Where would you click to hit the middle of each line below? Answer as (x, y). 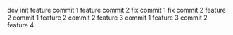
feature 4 (20, 25)
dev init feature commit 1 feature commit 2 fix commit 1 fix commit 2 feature (117, 10)
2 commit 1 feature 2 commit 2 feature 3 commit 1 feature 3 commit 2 (107, 17)
